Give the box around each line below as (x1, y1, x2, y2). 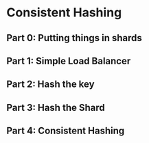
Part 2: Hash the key (6, 79, 95, 90)
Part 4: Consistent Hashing (6, 125, 125, 137)
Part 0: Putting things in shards (6, 32, 142, 44)
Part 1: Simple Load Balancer (6, 55, 131, 66)
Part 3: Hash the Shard (6, 101, 105, 114)
